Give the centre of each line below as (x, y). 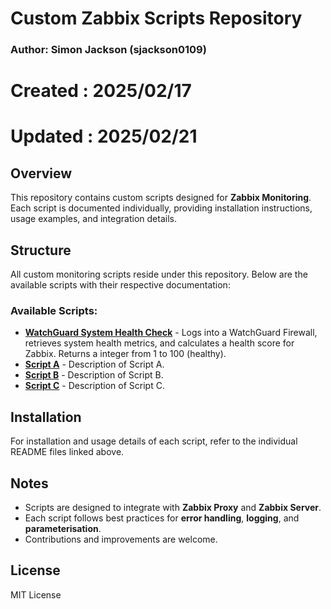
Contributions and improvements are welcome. (121, 539)
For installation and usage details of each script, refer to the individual (154, 441)
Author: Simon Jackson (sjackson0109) (108, 50)
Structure (41, 250)
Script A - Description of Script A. (94, 364)
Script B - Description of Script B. (94, 375)
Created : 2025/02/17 (101, 91)
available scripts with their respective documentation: (120, 285)
